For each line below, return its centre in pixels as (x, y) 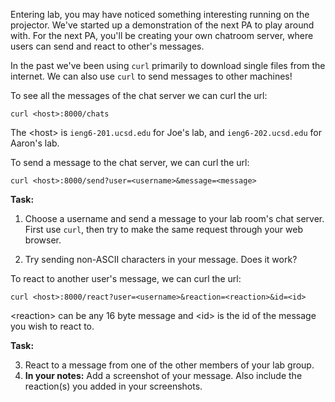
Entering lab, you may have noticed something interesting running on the (160, 14)
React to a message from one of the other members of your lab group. (169, 365)
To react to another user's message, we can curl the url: (126, 278)
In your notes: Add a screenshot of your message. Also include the (163, 375)
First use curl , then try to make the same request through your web (163, 229)
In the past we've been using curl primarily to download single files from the (168, 65)
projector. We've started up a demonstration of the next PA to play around (162, 25)
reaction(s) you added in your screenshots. (113, 386)
